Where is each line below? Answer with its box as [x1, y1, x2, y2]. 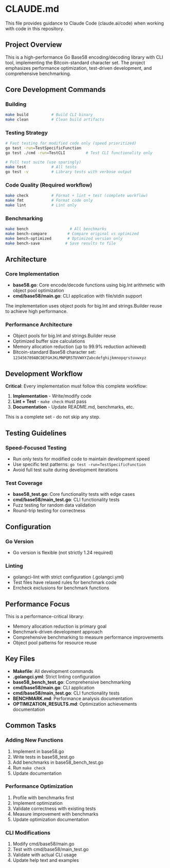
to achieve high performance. [5, 308, 68, 315]
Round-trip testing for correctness [12, 508, 86, 514]
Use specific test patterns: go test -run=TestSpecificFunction [12, 461, 146, 467]
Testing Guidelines [5, 429, 67, 437]
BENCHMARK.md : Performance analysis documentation [12, 695, 133, 701]
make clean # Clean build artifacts [5, 117, 104, 122]
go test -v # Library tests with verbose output [5, 169, 132, 175]
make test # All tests [5, 164, 77, 169]
